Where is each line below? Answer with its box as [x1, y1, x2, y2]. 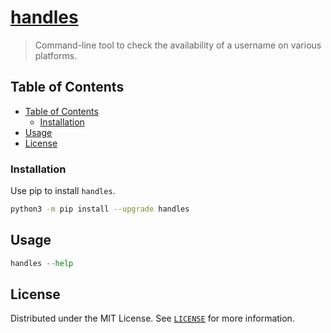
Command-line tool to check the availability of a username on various [34, 39, 322, 51]
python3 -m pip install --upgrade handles [10, 204, 190, 215]
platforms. [34, 49, 78, 61]
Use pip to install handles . [10, 185, 116, 197]
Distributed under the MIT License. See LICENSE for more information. [10, 312, 295, 325]
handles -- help [10, 258, 74, 268]
